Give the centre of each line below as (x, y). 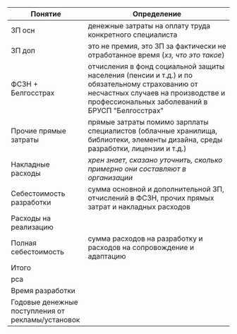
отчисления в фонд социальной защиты (156, 66)
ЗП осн (23, 30)
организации (110, 178)
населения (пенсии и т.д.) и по (140, 75)
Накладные (31, 164)
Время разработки (43, 291)
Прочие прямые (38, 131)
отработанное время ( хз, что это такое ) (156, 55)
